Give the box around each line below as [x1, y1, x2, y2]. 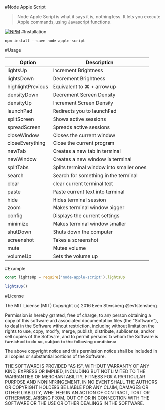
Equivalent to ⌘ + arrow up [53, 83, 116, 90]
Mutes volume [53, 245, 86, 251]
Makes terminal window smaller [53, 220, 126, 227]
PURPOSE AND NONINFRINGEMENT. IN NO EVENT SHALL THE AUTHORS [5, 379, 158, 385]
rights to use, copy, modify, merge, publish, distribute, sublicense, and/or [5, 328, 155, 334]
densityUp [7, 99, 32, 106]
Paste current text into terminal [53, 188, 125, 195]
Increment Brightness [53, 67, 103, 74]
